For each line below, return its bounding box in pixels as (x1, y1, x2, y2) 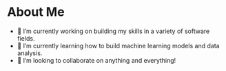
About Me (7, 4, 65, 20)
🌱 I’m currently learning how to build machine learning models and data (17, 41, 220, 50)
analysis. (17, 49, 43, 57)
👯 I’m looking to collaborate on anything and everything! (17, 56, 176, 64)
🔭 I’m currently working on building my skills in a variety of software (17, 27, 210, 35)
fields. (17, 34, 35, 42)
